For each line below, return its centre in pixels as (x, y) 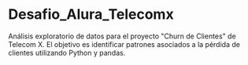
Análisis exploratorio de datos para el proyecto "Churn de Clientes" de (122, 36)
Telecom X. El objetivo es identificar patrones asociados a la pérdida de (124, 44)
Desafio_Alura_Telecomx (91, 14)
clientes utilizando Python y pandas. (67, 52)
